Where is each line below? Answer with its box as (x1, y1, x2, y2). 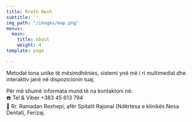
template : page (6, 48, 44, 54)
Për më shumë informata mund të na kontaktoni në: (6, 87, 133, 94)
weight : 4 (17, 42, 42, 48)
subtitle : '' (6, 14, 39, 20)
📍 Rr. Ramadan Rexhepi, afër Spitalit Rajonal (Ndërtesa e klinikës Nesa (6, 102, 179, 109)
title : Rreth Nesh (6, 8, 52, 15)
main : (11, 31, 26, 37)
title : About (17, 36, 50, 42)
